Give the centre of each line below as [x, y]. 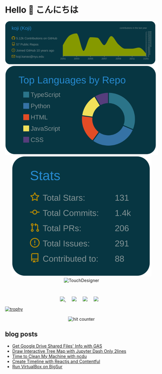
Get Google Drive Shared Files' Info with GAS [57, 346]
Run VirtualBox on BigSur [37, 366]
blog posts [21, 334]
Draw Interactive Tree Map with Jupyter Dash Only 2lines [69, 351]
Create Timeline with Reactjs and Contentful [56, 361]
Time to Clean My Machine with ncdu [49, 356]
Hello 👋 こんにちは [42, 10]
